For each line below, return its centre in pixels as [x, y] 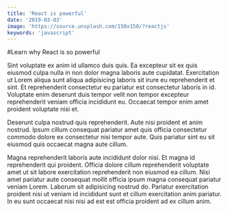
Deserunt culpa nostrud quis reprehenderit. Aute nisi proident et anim [105, 122]
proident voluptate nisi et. [43, 109]
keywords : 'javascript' [41, 33]
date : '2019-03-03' [35, 20]
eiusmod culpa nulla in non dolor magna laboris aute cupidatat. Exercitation [113, 73]
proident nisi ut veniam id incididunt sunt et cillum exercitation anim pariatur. [115, 194]
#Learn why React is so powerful [54, 52]
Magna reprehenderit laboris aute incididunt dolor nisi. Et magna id [101, 158]
